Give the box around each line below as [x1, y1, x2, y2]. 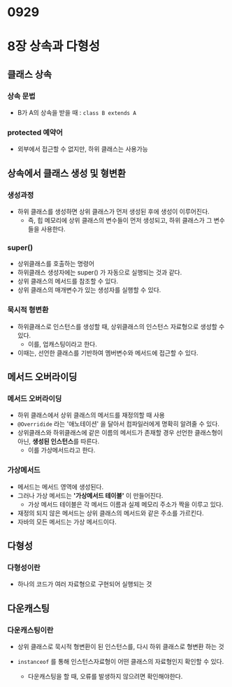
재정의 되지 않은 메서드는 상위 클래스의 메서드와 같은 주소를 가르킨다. [17, 508, 204, 517]
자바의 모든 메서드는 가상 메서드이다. [17, 518, 117, 526]
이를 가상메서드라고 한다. [27, 446, 96, 454]
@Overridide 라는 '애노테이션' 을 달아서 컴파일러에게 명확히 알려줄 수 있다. [17, 419, 220, 428]
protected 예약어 [7, 127, 63, 137]
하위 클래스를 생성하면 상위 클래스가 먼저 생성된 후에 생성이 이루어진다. [17, 207, 210, 216]
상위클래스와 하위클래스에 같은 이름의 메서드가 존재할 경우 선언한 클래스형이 [17, 429, 224, 437]
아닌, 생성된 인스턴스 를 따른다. [17, 437, 100, 445]
